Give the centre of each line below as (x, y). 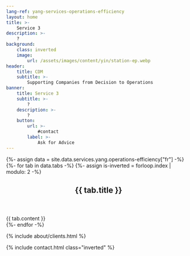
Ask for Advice (56, 142)
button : (26, 121)
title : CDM (30, 72)
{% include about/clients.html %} (46, 236)
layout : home (22, 17)
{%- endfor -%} (25, 225)
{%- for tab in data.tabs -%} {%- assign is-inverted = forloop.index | (89, 166)
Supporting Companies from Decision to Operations (90, 83)
